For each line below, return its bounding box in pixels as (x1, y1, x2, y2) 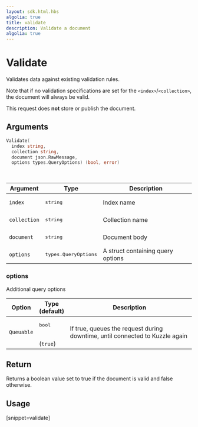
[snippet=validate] (6, 415, 51, 422)
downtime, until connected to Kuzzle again (70, 332, 187, 340)
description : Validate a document (6, 25, 91, 31)
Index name (103, 198, 136, 206)
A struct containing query (103, 247, 174, 255)
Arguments (6, 122, 49, 132)
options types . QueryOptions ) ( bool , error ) (11, 160, 120, 166)
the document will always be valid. (6, 93, 90, 101)
